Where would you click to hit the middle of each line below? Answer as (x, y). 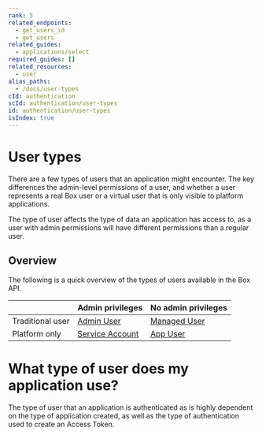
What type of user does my (98, 368)
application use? (64, 385)
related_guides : (35, 45)
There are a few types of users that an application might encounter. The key (131, 179)
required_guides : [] (42, 60)
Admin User (99, 321)
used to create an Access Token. (61, 424)
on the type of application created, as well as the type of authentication (124, 415)
